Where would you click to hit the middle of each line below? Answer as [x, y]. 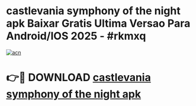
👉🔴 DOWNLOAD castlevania [78, 78]
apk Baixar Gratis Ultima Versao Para [98, 23]
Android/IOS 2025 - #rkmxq [76, 36]
